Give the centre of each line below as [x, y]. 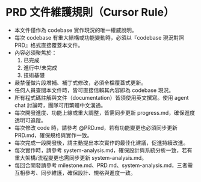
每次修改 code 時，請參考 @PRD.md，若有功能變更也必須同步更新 [96, 127]
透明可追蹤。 [30, 120]
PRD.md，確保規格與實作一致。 [53, 135]
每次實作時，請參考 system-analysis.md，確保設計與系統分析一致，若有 [104, 150]
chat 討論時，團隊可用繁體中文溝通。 [60, 105]
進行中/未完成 [40, 67]
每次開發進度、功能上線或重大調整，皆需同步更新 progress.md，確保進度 [105, 112]
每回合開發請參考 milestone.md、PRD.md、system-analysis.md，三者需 [104, 165]
